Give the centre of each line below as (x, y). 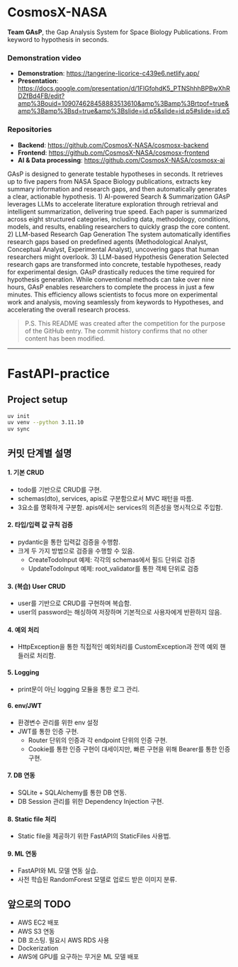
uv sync (19, 429)
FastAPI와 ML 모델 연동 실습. (58, 871)
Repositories (30, 130)
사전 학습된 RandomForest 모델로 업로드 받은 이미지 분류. (97, 880)
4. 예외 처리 (23, 629)
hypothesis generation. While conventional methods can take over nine (111, 279)
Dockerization (38, 949)
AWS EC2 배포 (38, 922)
